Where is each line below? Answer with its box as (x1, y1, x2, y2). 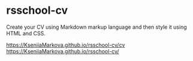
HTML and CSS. (6, 29, 46, 36)
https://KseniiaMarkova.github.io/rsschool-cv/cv (6, 41, 125, 48)
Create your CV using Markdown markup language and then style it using (6, 23, 187, 30)
